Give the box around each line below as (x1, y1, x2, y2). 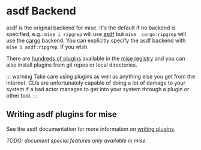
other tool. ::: (6, 92, 38, 99)
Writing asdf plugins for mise (6, 109, 117, 119)
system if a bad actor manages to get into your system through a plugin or (6, 85, 190, 92)
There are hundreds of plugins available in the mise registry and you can (6, 55, 185, 62)
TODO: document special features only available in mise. (6, 137, 148, 144)
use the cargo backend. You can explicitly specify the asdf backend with (6, 37, 186, 44)
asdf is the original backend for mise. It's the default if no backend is (6, 24, 176, 31)
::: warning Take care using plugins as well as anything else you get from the (6, 73, 196, 80)
